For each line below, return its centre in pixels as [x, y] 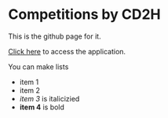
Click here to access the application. [67, 51]
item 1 [29, 82]
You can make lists [38, 66]
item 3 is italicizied [49, 98]
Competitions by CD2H [84, 15]
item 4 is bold [42, 107]
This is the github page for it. [55, 36]
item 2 [30, 90]
